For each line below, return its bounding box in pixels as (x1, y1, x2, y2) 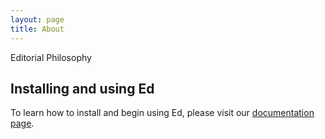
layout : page (10, 14, 65, 25)
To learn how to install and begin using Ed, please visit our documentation (10, 107, 315, 119)
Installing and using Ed (10, 80, 155, 97)
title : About (10, 24, 65, 34)
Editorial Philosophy (10, 51, 92, 63)
